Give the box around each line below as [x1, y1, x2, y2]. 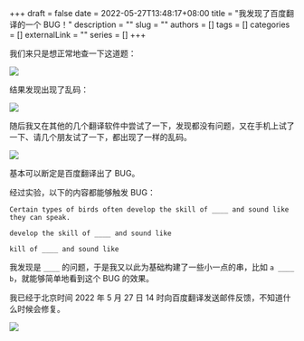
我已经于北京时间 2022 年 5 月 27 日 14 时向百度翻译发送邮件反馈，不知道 [9, 292, 283, 303]
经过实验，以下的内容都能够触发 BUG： [9, 187, 156, 197]
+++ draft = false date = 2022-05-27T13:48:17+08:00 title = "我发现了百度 [9, 8, 287, 18]
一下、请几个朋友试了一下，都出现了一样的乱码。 [9, 132, 192, 142]
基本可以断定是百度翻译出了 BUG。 [9, 168, 140, 178]
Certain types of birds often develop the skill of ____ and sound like [9, 205, 290, 214]
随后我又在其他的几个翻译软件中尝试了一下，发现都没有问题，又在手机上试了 [9, 120, 295, 131]
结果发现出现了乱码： [9, 84, 89, 95]
